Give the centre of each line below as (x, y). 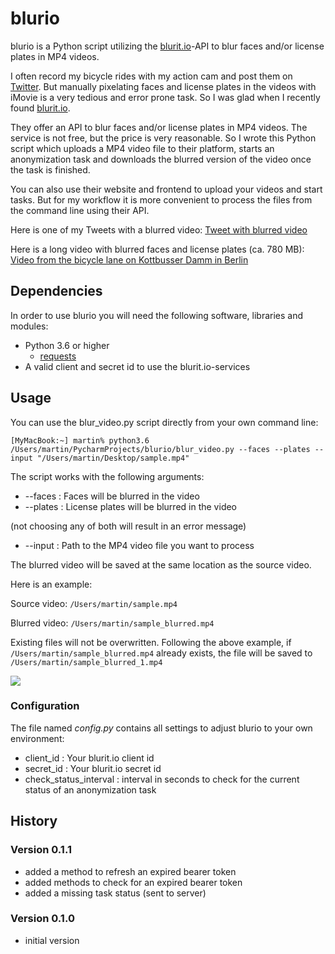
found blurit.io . (40, 108)
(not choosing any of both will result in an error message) (128, 526)
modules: (29, 326)
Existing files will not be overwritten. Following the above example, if (151, 642)
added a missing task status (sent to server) (115, 893)
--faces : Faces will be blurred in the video (112, 496)
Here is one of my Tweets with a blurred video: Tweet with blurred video (159, 229)
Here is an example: (51, 584)
